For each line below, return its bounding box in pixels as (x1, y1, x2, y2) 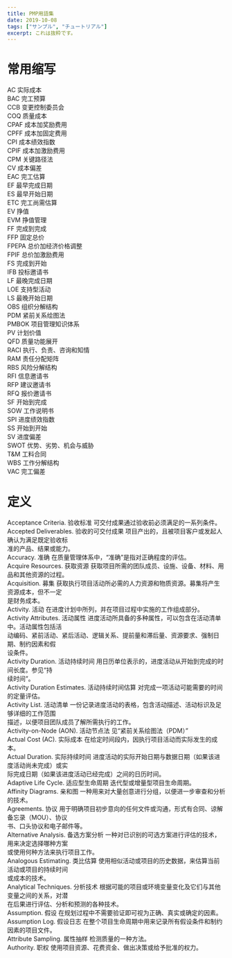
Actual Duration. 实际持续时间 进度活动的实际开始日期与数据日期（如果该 (7, 753, 215, 761)
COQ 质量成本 (7, 112, 47, 120)
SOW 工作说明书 (7, 407, 54, 415)
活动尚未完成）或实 (12, 761, 68, 770)
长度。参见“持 (12, 666, 53, 674)
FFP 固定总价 (7, 233, 45, 241)
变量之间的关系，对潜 (7, 891, 68, 900)
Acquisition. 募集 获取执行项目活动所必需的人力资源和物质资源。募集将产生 (7, 579, 220, 588)
